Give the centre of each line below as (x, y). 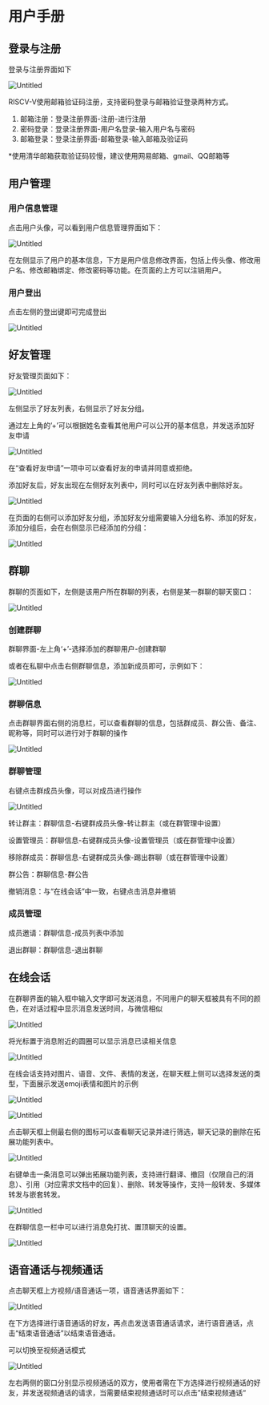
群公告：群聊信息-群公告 (49, 874)
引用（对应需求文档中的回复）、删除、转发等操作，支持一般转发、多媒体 (143, 1184)
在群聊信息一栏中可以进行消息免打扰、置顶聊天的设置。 (99, 1226)
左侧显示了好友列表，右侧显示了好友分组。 (78, 408)
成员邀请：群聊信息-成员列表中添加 (66, 933)
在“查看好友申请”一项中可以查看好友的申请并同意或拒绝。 (103, 468)
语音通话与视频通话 (56, 1270)
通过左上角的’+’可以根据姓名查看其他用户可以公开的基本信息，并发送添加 (128, 425)
